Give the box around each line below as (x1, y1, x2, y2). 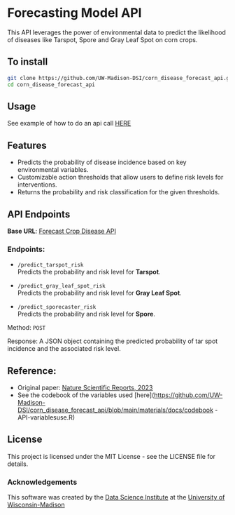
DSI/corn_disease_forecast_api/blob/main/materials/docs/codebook (17, 406, 213, 415)
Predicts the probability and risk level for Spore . (17, 310, 156, 319)
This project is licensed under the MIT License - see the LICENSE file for (7, 452, 215, 460)
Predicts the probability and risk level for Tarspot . (17, 268, 161, 276)
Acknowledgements (7, 477, 78, 487)
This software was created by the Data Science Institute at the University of (7, 493, 225, 502)
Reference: (7, 365, 57, 377)
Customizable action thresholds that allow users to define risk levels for (17, 173, 224, 182)
